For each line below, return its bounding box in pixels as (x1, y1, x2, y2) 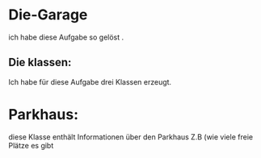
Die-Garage (8, 6, 88, 24)
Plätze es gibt (8, 140, 54, 150)
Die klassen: (8, 56, 72, 69)
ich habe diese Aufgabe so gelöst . (8, 32, 124, 42)
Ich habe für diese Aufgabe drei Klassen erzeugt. (8, 77, 172, 86)
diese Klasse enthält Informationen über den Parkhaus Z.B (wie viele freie (8, 131, 253, 142)
